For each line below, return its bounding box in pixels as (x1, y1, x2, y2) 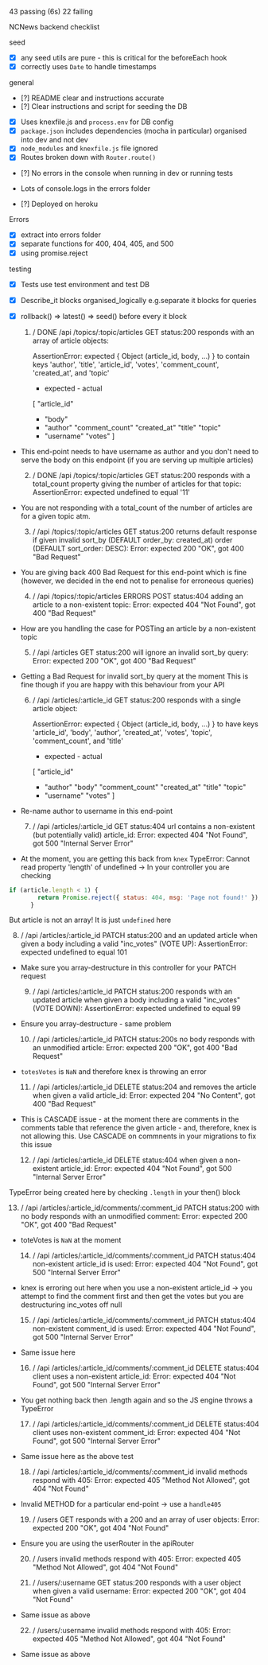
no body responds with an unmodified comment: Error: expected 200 (20, 1212, 248, 1221)
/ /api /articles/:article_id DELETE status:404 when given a (32, 1155, 223, 1165)
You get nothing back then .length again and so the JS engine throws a (20, 1395, 254, 1405)
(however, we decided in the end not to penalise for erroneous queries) (20, 576, 254, 585)
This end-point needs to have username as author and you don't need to (20, 446, 259, 456)
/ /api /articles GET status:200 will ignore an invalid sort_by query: (32, 648, 249, 657)
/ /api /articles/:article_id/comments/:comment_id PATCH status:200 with (20, 1203, 260, 1212)
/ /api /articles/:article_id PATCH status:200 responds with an (32, 986, 233, 997)
